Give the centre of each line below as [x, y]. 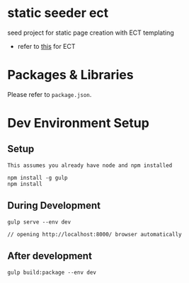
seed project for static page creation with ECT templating [91, 33]
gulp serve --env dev [39, 222]
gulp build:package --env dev [52, 272]
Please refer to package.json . [50, 94]
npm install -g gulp [38, 178]
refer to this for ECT [46, 46]
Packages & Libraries [70, 75]
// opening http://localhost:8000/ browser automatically [94, 234]
